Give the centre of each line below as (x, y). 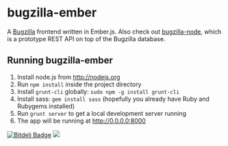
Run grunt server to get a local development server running (102, 113)
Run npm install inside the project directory (79, 84)
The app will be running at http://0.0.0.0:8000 (81, 121)
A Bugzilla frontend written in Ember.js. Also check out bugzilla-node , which (114, 32)
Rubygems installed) (46, 106)
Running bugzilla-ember (60, 61)
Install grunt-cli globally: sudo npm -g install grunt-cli (98, 91)
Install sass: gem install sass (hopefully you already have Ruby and (113, 99)
